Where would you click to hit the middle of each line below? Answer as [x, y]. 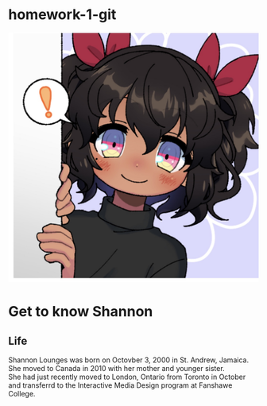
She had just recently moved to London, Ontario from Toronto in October [127, 377]
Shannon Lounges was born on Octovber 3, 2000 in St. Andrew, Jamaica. [128, 360]
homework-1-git [62, 15]
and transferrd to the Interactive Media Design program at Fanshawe [120, 385]
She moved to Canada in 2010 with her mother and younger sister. [116, 368]
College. [22, 393]
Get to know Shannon [81, 312]
